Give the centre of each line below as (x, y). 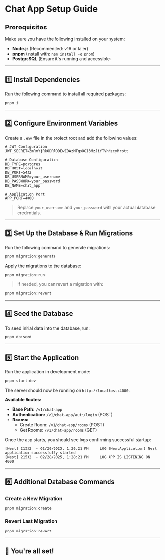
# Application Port (25, 194)
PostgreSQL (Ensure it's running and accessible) (62, 59)
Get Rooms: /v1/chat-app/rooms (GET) (58, 430)
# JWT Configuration (26, 147)
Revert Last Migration (31, 521)
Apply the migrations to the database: (43, 266)
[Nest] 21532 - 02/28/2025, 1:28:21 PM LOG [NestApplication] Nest (81, 449)
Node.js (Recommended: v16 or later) (50, 48)
